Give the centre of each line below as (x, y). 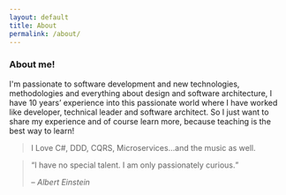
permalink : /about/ (45, 34)
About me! (32, 64)
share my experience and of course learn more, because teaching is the (140, 121)
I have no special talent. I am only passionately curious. (135, 165)
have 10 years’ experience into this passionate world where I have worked (143, 102)
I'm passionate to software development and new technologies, (124, 84)
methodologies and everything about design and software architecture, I (141, 93)
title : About (33, 26)
